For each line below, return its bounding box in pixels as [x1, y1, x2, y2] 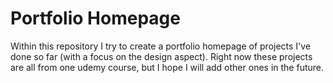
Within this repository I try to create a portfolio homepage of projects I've [10, 40, 312, 52]
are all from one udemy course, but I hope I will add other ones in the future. [10, 61, 325, 73]
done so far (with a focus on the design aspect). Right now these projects [10, 50, 313, 62]
